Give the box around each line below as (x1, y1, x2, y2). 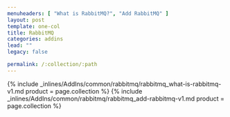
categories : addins (7, 36, 64, 43)
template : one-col (7, 23, 60, 30)
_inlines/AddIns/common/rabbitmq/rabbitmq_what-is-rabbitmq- (39, 80, 222, 88)
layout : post (7, 17, 45, 23)
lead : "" (7, 42, 33, 49)
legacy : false (7, 49, 48, 56)
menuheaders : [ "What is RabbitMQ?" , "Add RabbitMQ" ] (7, 10, 169, 17)
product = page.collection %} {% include (25, 87, 143, 95)
